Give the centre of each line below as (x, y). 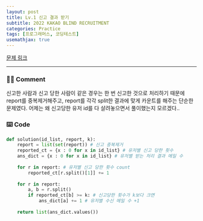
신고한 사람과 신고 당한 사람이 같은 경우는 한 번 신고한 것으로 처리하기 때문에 (96, 93)
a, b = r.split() (50, 190)
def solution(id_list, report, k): (51, 139)
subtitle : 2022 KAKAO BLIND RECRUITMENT (58, 23)
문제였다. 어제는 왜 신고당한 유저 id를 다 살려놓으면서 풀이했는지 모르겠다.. (93, 108)
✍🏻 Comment (26, 79)
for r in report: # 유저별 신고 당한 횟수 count (74, 167)
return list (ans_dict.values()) (58, 212)
